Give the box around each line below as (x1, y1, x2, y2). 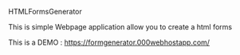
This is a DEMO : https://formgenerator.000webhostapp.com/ (8, 37, 210, 47)
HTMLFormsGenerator (8, 7, 82, 16)
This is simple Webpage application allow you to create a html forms (8, 22, 233, 31)
